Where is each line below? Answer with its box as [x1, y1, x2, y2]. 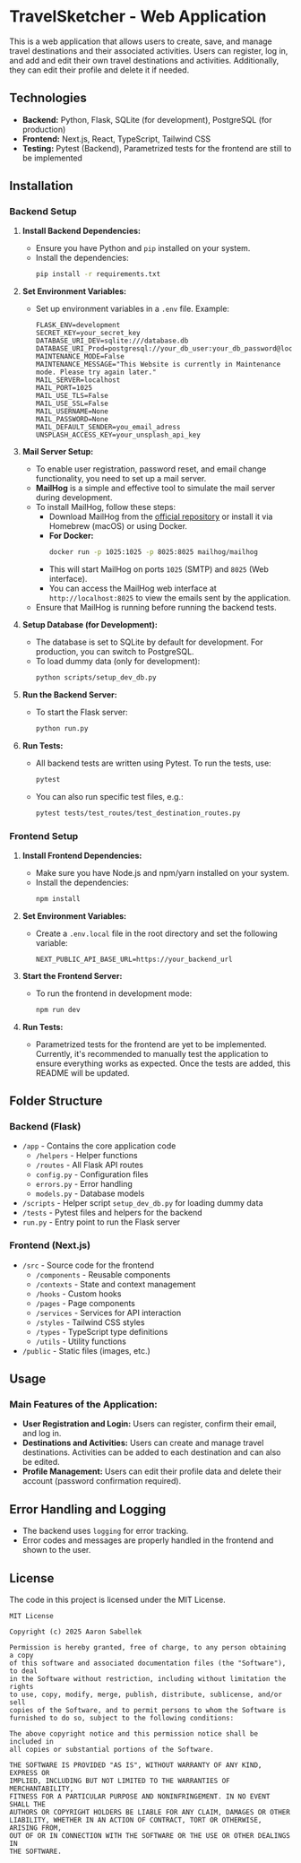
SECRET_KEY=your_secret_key [35, 329, 141, 338]
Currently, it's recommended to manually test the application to [35, 1048, 269, 1059]
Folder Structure [9, 1094, 103, 1109]
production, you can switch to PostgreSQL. [35, 646, 194, 657]
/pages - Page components [35, 1297, 136, 1308]
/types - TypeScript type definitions [35, 1326, 168, 1337]
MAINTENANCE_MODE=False [35, 352, 125, 361]
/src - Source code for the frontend [21, 1260, 155, 1270]
